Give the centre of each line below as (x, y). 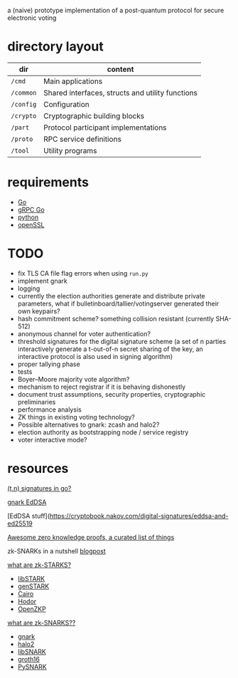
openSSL (31, 224)
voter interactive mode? (52, 439)
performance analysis (49, 410)
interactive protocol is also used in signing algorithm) (95, 356)
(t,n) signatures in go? (39, 488)
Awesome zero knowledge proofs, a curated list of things (91, 537)
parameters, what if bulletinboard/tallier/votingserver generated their (118, 303)
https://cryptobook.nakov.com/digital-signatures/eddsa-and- (139, 516)
